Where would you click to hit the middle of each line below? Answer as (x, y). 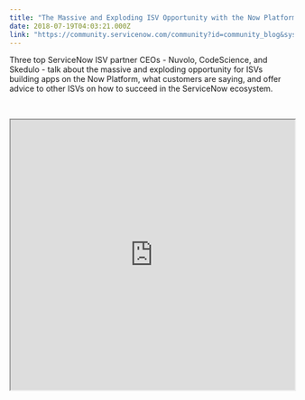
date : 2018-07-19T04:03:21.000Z (70, 26)
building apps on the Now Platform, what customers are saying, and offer (145, 79)
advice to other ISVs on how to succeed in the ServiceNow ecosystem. (141, 89)
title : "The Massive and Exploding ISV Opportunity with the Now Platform (153, 18)
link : (19, 34)
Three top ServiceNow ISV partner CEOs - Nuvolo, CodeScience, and (139, 60)
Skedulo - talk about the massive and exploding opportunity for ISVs (136, 69)
